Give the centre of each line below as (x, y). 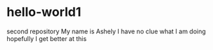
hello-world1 (44, 12)
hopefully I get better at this (47, 38)
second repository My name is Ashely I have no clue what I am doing (106, 31)
